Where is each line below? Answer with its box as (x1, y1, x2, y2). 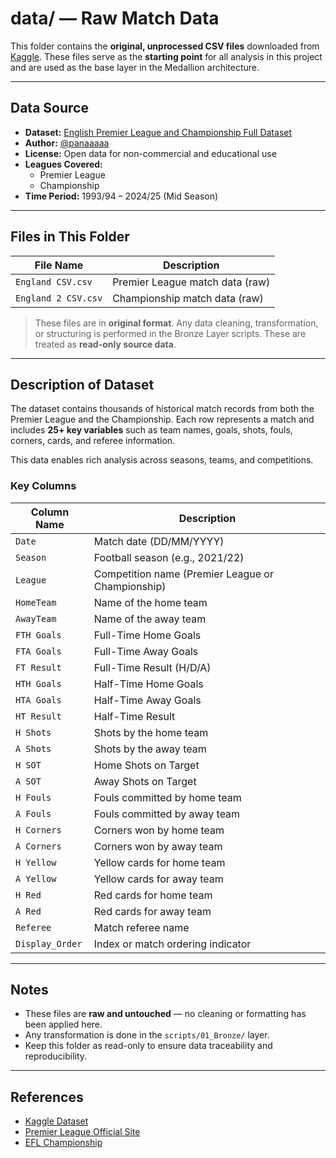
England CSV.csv (15, 276, 93, 287)
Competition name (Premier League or (93, 567, 274, 581)
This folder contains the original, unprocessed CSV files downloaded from (10, 40, 320, 52)
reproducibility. (24, 1050, 88, 1062)
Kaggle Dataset (24, 1115, 89, 1127)
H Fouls (15, 792, 52, 803)
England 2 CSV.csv (15, 292, 103, 304)
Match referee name (93, 920, 190, 934)
